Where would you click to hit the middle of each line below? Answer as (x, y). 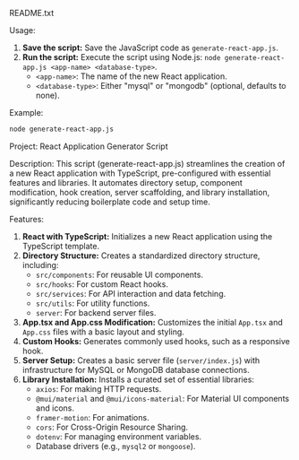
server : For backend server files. (96, 312)
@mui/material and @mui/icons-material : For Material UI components (162, 398)
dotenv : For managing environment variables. (119, 436)
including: (40, 265)
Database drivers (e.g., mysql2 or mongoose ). (115, 446)
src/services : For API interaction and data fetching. (131, 293)
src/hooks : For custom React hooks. (102, 284)
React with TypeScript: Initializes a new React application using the (147, 236)
